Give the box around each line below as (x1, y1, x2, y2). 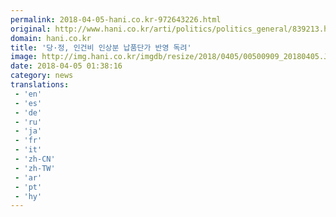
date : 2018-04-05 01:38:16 (10, 61, 123, 71)
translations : (10, 80, 70, 90)
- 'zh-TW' (14, 163, 56, 173)
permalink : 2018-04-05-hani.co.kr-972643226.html (10, 14, 222, 25)
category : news (10, 71, 74, 81)
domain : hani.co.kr (10, 33, 92, 43)
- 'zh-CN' (14, 154, 56, 164)
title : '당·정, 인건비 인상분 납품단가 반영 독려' (10, 42, 192, 53)
